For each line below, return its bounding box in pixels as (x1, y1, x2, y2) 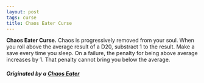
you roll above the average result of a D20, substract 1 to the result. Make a (6, 43, 195, 50)
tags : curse (6, 15, 37, 21)
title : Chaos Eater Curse (6, 20, 72, 26)
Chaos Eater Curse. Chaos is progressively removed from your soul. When (6, 37, 195, 44)
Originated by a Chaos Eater (6, 70, 80, 77)
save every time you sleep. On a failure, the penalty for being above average (6, 50, 198, 57)
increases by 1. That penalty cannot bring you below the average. (6, 56, 171, 64)
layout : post (6, 8, 40, 15)
